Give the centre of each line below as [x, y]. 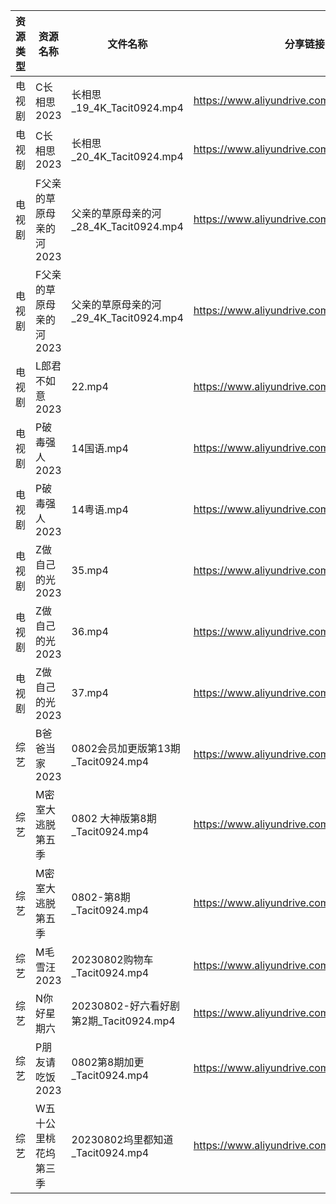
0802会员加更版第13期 [126, 748]
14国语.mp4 [100, 448]
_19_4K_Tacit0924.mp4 [127, 107]
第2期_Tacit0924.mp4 [123, 1021]
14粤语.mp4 [100, 509]
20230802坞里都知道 [122, 1139]
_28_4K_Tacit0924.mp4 [127, 226]
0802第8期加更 [108, 1062]
